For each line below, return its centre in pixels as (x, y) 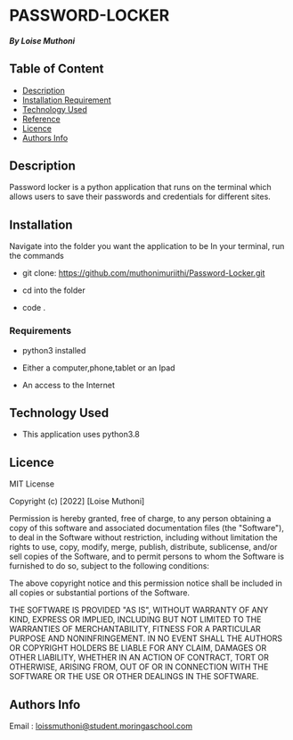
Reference (41, 119)
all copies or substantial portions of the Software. (99, 593)
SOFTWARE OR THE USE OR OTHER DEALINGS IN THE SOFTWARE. (134, 677)
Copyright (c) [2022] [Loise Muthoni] (77, 502)
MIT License (32, 484)
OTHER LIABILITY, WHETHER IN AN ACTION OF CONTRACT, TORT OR (139, 658)
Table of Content (57, 69)
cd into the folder (54, 290)
